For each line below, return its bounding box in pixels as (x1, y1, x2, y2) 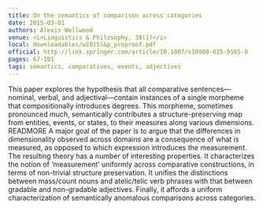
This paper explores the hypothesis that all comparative (8, 84, 189, 94)
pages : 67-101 (8, 56, 55, 64)
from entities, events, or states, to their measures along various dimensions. (8, 117, 254, 127)
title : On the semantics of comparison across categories (8, 11, 202, 20)
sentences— (190, 84, 232, 94)
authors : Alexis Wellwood (8, 26, 93, 34)
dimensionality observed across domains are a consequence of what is (8, 134, 239, 144)
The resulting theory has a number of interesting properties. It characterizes (8, 151, 255, 160)
